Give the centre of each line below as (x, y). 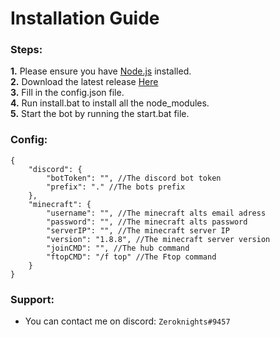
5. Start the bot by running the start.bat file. (100, 114)
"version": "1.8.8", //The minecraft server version (158, 239)
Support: (32, 299)
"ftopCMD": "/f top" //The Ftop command (131, 257)
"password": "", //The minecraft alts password (147, 222)
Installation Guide (85, 18)
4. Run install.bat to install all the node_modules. (110, 103)
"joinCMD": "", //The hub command (118, 248)
